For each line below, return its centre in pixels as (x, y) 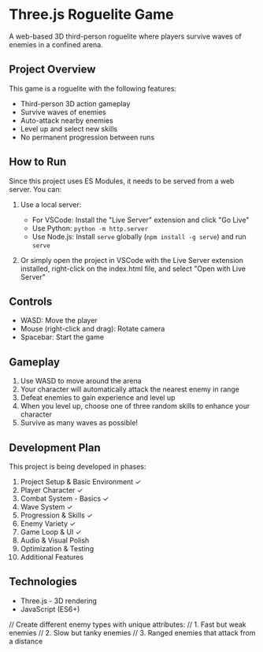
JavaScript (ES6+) (50, 609)
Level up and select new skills (69, 128)
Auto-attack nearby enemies (67, 120)
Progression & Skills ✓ (57, 515)
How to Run (38, 162)
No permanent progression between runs (87, 137)
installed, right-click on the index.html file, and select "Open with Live (133, 269)
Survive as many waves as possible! (79, 423)
